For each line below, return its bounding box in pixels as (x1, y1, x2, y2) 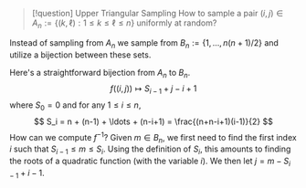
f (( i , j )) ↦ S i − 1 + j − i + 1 (110, 83, 197, 97)
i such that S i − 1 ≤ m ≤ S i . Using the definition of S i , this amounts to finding (9, 143, 291, 157)
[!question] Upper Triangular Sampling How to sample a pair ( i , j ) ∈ (31, 8, 284, 18)
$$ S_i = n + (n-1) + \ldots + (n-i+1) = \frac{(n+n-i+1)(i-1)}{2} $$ (33, 116, 274, 127)
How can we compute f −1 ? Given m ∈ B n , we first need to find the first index (9, 130, 297, 145)
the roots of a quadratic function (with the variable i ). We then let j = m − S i (9, 155, 290, 169)
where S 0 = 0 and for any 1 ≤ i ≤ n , (9, 99, 142, 112)
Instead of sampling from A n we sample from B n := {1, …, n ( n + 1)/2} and (9, 37, 279, 50)
